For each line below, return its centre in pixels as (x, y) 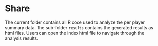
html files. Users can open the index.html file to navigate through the (75, 33)
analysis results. (21, 38)
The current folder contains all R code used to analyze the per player (75, 22)
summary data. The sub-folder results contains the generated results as (79, 27)
